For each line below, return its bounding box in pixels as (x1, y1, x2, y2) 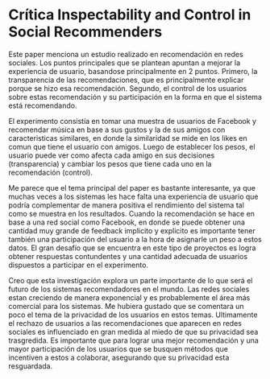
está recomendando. (8, 101, 77, 110)
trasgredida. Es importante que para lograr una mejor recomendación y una (8, 336, 260, 345)
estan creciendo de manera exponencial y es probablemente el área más (8, 292, 251, 303)
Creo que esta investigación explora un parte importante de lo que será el (8, 275, 253, 285)
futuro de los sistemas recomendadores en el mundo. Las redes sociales (8, 284, 250, 294)
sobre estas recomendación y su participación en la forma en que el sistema (8, 92, 262, 101)
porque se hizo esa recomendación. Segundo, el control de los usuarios (8, 83, 247, 93)
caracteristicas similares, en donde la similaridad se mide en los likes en (8, 133, 247, 142)
